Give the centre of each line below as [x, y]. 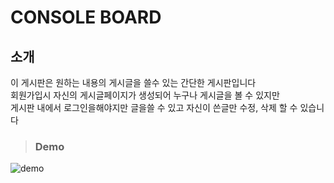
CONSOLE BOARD [86, 17]
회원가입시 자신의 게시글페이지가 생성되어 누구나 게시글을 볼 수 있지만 [145, 95]
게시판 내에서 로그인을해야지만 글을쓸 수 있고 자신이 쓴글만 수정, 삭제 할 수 [154, 107]
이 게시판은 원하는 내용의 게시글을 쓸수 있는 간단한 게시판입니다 [133, 82]
